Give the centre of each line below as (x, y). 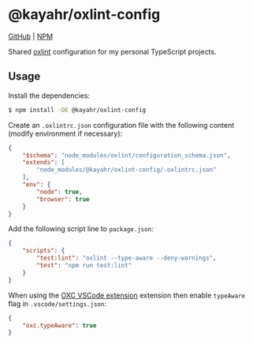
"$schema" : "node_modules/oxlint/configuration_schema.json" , (126, 155)
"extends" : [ (44, 163)
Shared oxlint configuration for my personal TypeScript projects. (112, 51)
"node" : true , (60, 192)
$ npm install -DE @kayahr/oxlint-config (77, 110)
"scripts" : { (44, 251)
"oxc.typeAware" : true (60, 325)
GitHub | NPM (31, 36)
